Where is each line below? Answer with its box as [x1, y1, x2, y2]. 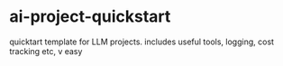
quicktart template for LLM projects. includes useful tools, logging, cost [9, 36, 275, 47]
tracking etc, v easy [9, 45, 83, 56]
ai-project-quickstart [9, 6, 171, 27]
